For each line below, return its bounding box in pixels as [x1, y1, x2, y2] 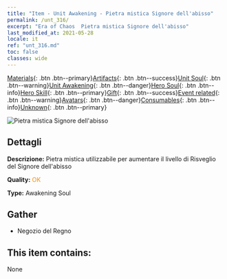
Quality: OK [7, 175, 41, 183]
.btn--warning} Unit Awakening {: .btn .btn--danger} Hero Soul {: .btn [7, 81, 197, 90]
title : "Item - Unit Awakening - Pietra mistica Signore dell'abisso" [7, 10, 214, 17]
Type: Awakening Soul [7, 189, 71, 197]
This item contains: [7, 247, 91, 258]
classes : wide [7, 55, 48, 62]
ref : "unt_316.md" [7, 42, 60, 49]
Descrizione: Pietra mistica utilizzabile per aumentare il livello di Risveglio [7, 154, 217, 163]
